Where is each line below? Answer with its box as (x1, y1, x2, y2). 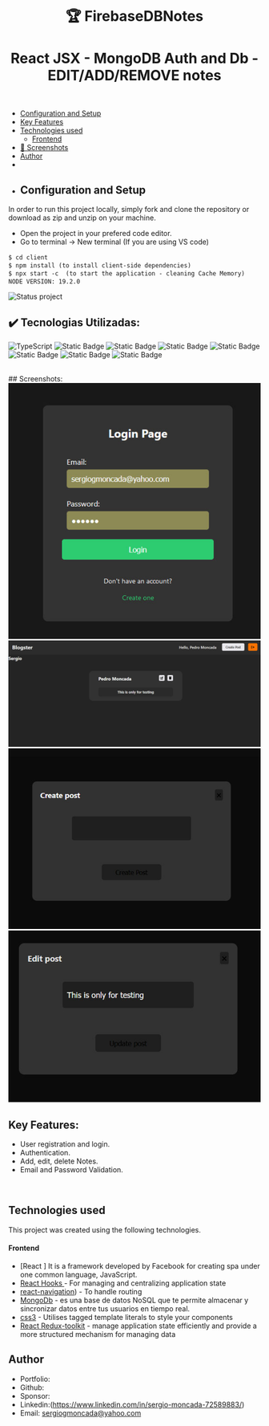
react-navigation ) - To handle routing (19, 1287, 143, 1297)
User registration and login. (19, 1139, 110, 1149)
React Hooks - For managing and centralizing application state (19, 1278, 227, 1288)
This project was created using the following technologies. (8, 1224, 202, 1234)
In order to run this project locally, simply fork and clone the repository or (8, 204, 250, 214)
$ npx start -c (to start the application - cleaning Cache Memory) (8, 269, 246, 278)
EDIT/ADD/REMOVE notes (47, 67, 222, 85)
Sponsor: (19, 1391, 50, 1400)
